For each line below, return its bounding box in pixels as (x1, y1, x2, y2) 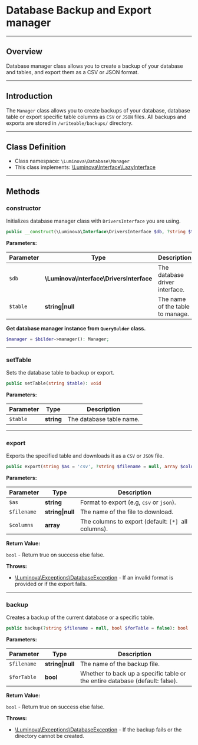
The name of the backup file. (80, 660, 160, 668)
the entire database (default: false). (80, 677, 178, 685)
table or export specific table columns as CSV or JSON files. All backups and (6, 113, 187, 120)
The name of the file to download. (80, 508, 174, 516)
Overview (6, 47, 43, 57)
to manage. (158, 310, 190, 318)
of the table (158, 302, 190, 310)
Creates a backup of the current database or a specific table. (6, 614, 154, 621)
